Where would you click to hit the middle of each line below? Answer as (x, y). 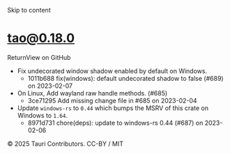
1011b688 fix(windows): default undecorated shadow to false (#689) (126, 78)
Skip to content (29, 10)
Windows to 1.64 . (43, 115)
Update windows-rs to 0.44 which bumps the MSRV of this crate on (113, 108)
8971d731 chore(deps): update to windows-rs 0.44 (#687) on (115, 123)
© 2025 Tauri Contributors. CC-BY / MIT (66, 144)
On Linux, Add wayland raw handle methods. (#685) (92, 93)
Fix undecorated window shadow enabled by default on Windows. (112, 71)
